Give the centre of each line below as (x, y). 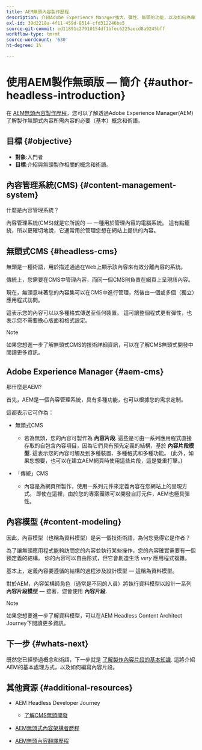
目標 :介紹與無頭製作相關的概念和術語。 (63, 164)
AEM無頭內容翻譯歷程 (42, 740)
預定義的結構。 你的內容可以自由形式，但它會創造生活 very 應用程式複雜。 (98, 558)
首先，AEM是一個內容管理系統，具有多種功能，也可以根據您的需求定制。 (96, 400)
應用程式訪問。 (25, 300)
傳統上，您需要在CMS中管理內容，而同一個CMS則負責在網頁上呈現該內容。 (100, 280)
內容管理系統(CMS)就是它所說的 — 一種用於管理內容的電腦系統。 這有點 (95, 223)
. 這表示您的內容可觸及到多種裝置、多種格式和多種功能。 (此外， (109, 453)
